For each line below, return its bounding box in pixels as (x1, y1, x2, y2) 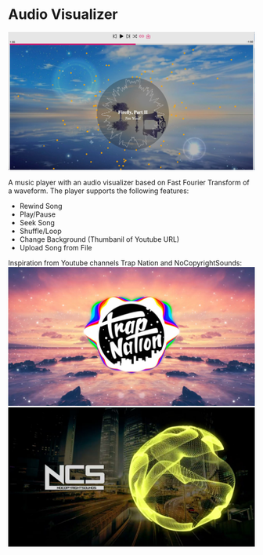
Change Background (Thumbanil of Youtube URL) (19, 234, 180, 244)
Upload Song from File (19, 243, 92, 252)
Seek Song (19, 217, 55, 227)
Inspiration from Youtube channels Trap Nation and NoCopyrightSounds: (8, 257, 243, 268)
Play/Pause (19, 210, 56, 219)
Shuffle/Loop (19, 226, 63, 236)
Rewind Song (19, 201, 63, 210)
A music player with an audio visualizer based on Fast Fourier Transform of (8, 177, 250, 187)
